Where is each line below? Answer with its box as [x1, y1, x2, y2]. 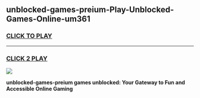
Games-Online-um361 [6, 14, 90, 24]
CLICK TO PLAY [6, 32, 52, 40]
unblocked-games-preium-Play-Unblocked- [6, 5, 174, 15]
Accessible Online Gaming [6, 85, 73, 92]
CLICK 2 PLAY [6, 54, 48, 62]
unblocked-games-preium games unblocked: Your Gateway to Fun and [6, 78, 186, 86]
